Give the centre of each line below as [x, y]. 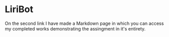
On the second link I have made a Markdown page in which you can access [84, 23]
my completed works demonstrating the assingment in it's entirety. [75, 28]
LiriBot [19, 9]
